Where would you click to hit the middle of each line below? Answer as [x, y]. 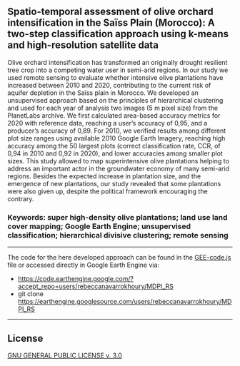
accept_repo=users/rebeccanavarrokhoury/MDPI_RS [95, 286]
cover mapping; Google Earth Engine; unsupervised [99, 226]
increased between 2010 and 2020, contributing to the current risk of [109, 85]
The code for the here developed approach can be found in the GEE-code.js [119, 258]
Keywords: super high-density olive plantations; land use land [117, 217]
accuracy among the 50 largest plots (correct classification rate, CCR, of [114, 146]
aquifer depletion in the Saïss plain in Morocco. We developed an [103, 93]
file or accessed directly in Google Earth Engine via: [83, 265]
